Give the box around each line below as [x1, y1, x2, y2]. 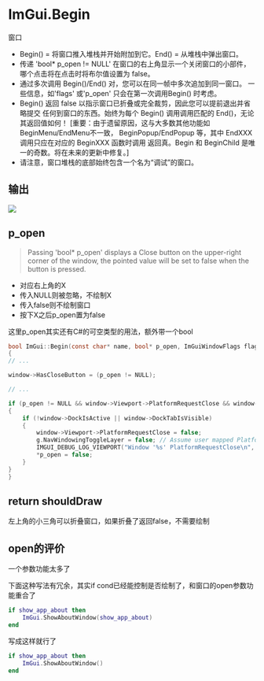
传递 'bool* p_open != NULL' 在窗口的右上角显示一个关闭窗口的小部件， [19, 59, 251, 68]
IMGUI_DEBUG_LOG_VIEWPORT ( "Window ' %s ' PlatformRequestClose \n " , [36, 443, 255, 452]
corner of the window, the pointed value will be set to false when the [27, 256, 250, 265]
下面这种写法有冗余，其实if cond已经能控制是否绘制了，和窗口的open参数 [8, 581, 247, 590]
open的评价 [8, 542, 65, 555]
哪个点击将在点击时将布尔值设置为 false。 [19, 68, 155, 78]
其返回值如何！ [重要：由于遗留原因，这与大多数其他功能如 [19, 118, 211, 128]
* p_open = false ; [36, 451, 93, 459]
